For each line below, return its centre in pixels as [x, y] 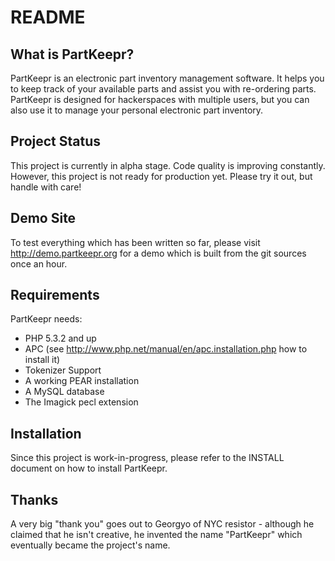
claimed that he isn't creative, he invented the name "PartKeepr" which [156, 535]
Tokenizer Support [63, 370]
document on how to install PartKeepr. [89, 468]
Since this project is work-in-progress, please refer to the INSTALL [147, 458]
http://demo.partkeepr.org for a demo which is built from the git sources [158, 253]
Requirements [55, 295]
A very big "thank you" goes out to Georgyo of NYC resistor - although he [162, 524]
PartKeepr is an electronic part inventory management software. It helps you [167, 78]
